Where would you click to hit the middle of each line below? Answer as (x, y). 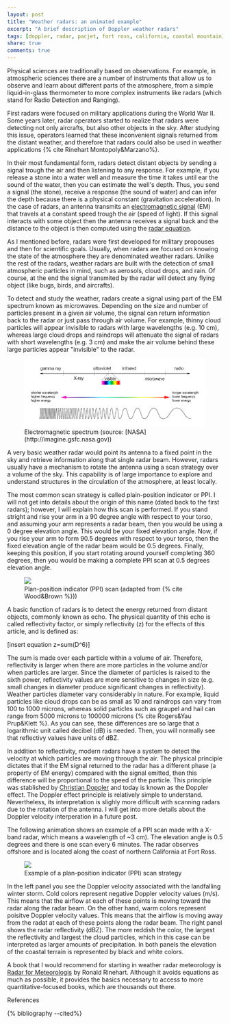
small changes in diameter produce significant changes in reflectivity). (106, 687)
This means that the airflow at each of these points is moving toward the (109, 901)
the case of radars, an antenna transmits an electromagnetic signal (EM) (109, 206)
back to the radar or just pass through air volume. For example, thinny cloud (114, 320)
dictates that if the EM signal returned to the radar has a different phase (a (112, 765)
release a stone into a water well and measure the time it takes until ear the (113, 177)
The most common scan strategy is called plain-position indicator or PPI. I (111, 495)
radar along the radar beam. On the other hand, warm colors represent (107, 908)
